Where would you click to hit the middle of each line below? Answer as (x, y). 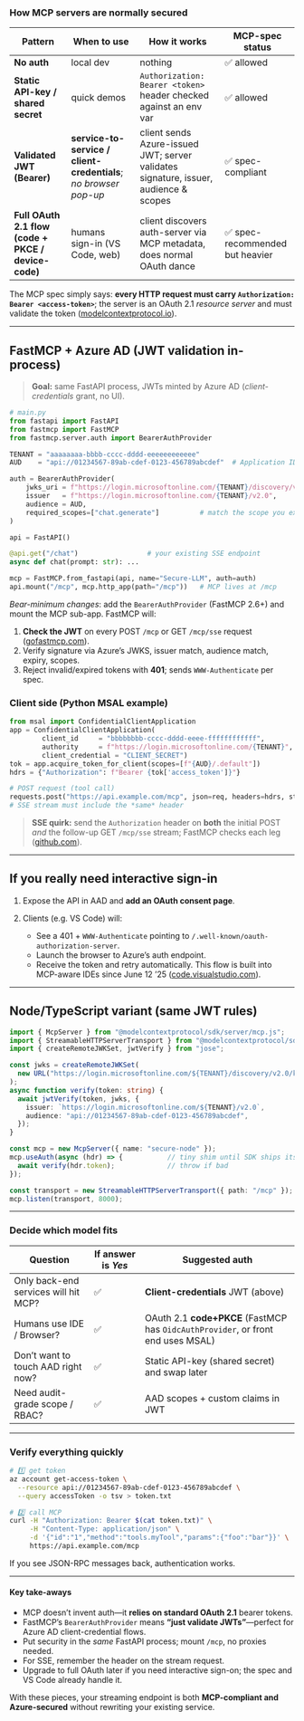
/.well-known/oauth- (230, 936)
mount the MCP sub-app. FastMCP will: (83, 614)
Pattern (38, 42)
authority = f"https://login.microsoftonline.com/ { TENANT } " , (168, 747)
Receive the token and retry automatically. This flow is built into (154, 964)
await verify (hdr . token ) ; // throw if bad (123, 1165)
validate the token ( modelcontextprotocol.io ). (93, 313)
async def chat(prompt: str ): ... (75, 562)
